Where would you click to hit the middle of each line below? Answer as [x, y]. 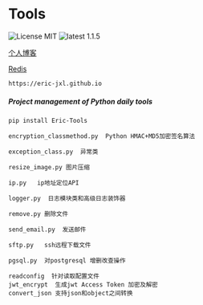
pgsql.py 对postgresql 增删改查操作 [67, 260]
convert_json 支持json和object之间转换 [71, 293]
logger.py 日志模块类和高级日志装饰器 [67, 198]
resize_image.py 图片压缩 [49, 167]
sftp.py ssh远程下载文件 [50, 245]
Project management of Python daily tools [81, 101]
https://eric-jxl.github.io [55, 83]
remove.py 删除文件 [39, 213]
